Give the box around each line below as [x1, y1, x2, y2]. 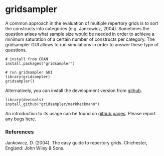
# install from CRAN [5, 56, 49, 61]
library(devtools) [5, 97, 44, 102]
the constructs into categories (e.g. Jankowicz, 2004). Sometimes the [5, 25, 149, 31]
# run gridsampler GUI [5, 69, 53, 75]
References [5, 128, 34, 135]
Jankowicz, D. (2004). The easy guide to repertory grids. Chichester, [5, 140, 147, 146]
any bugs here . [5, 116, 37, 122]
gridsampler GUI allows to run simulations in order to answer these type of [5, 41, 159, 47]
